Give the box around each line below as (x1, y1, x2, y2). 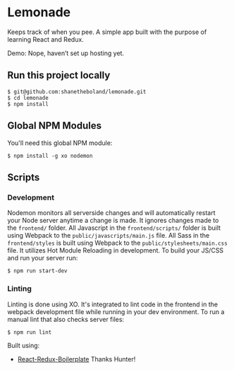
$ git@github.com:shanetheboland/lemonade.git (7, 88, 147, 96)
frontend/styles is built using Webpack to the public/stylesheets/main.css (7, 238, 228, 248)
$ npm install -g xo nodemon (7, 152, 93, 159)
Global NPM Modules (7, 120, 102, 132)
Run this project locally (7, 69, 111, 81)
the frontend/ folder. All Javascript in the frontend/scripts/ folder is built (7, 224, 221, 232)
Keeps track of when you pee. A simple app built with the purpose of (7, 28, 207, 36)
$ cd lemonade (7, 94, 49, 101)
